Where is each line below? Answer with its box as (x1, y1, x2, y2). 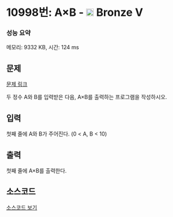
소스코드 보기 (6, 204, 38, 211)
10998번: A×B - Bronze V (6, 5, 143, 19)
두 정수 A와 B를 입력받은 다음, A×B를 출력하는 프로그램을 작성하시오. (6, 94, 168, 101)
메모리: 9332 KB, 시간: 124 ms (6, 44, 79, 51)
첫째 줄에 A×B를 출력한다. (6, 167, 67, 174)
